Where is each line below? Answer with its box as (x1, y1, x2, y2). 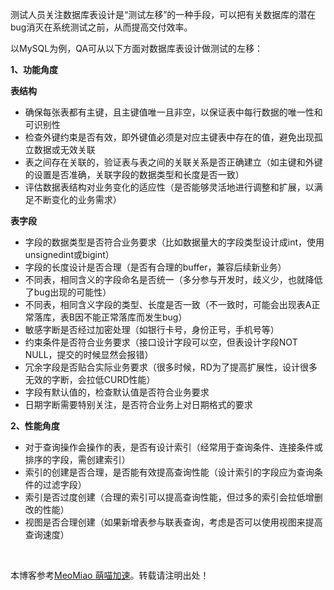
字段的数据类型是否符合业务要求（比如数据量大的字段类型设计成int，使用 (24, 236, 325, 248)
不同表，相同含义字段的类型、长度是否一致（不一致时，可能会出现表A (24, 299, 312, 310)
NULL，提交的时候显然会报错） (24, 349, 154, 360)
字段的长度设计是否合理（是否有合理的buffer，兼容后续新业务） (24, 261, 287, 273)
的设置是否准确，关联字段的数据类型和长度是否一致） (24, 169, 245, 180)
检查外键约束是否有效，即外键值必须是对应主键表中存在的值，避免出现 (24, 131, 315, 143)
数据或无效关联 (33, 144, 96, 155)
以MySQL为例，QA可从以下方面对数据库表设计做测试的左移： (10, 43, 264, 54)
